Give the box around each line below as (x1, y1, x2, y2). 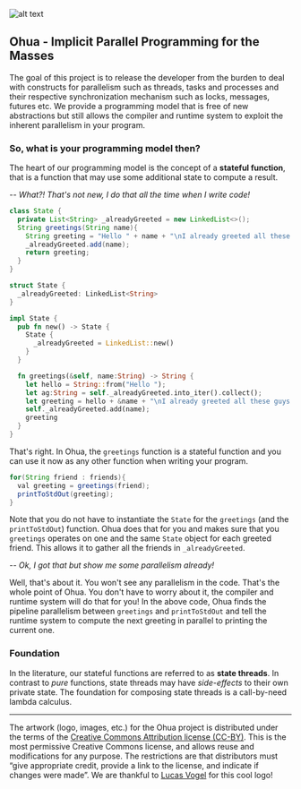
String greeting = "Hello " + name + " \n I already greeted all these (25, 231, 291, 241)
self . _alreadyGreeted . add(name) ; (25, 405, 150, 414)
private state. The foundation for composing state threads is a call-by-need (9, 686, 288, 698)
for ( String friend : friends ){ (9, 473, 126, 482)
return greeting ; (25, 248, 90, 257)
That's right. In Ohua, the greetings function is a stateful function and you (9, 446, 282, 457)
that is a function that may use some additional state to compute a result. (9, 172, 279, 183)
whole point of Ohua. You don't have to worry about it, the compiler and (9, 587, 274, 597)
